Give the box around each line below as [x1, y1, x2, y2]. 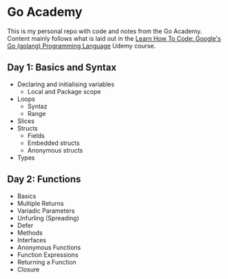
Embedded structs [27, 139, 81, 147]
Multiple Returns [17, 199, 64, 207]
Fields [27, 131, 45, 139]
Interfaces [17, 235, 47, 244]
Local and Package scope [27, 87, 101, 95]
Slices [17, 117, 35, 125]
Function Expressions [17, 250, 79, 259]
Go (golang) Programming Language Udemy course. [7, 41, 156, 50]
